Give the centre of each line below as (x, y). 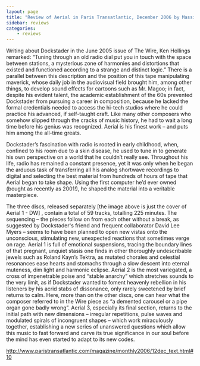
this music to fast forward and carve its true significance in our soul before (98, 333)
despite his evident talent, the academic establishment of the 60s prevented (99, 95)
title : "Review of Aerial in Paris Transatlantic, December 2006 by (93, 17)
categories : (21, 28)
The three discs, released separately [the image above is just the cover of (96, 207)
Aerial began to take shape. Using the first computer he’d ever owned (91, 183)
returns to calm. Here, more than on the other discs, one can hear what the (98, 295)
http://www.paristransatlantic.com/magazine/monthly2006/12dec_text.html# (100, 351)
